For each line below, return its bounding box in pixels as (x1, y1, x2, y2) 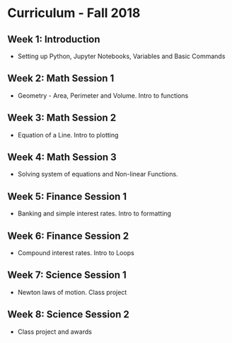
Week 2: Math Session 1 (7, 72, 115, 84)
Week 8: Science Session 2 (7, 308, 129, 320)
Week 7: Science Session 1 (7, 269, 127, 281)
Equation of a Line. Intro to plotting (17, 130, 119, 139)
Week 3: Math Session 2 (7, 112, 117, 124)
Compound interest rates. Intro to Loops (17, 249, 134, 257)
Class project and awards (17, 327, 92, 336)
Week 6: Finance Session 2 (7, 230, 129, 242)
